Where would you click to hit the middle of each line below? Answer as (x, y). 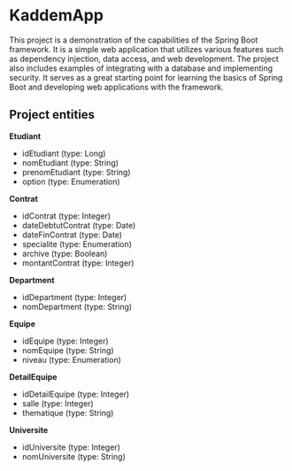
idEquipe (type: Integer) (65, 341)
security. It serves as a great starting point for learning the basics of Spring (146, 77)
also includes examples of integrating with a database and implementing (141, 68)
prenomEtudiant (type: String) (76, 172)
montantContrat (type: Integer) (78, 263)
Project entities (52, 115)
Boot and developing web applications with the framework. (116, 87)
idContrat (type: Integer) (66, 216)
